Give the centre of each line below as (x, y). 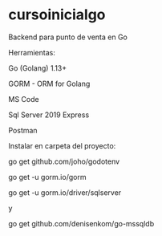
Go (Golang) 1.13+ (37, 68)
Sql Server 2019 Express (49, 115)
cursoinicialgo (57, 15)
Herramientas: (32, 52)
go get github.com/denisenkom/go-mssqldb (81, 223)
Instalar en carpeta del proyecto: (62, 145)
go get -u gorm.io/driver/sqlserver (65, 192)
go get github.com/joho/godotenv (64, 161)
